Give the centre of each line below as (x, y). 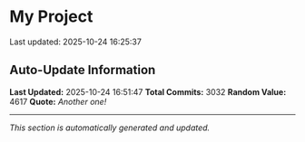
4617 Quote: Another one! (58, 101)
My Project (51, 17)
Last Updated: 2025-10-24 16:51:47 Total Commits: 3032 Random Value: (148, 91)
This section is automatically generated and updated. (110, 128)
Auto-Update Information (83, 70)
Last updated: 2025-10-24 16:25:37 (76, 42)
